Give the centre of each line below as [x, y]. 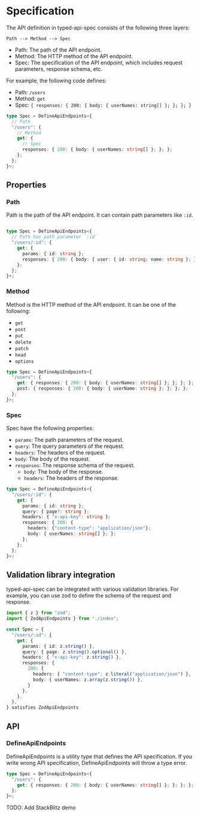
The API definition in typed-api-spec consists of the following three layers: [98, 28]
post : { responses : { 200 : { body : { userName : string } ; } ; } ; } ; [103, 388]
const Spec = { [25, 630]
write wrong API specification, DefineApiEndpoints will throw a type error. [97, 763]
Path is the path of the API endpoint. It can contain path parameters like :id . [100, 215]
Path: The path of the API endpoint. [58, 50]
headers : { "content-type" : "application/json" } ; [89, 528]
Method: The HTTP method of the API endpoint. [74, 56]
